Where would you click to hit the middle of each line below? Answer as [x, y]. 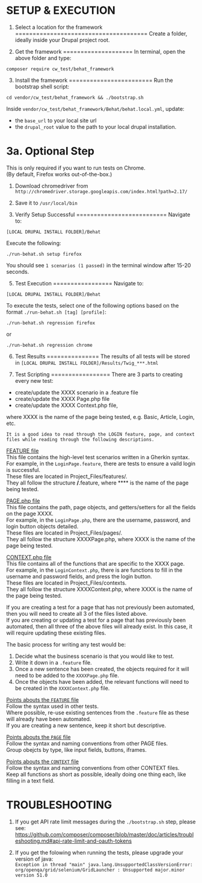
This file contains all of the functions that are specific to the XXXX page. [96, 563]
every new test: [34, 380]
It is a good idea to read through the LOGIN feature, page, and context [101, 434]
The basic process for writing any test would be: [66, 644]
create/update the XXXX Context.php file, [66, 405]
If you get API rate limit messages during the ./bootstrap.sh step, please [106, 822]
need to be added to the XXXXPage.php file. [67, 675]
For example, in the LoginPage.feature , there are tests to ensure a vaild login [101, 463]
